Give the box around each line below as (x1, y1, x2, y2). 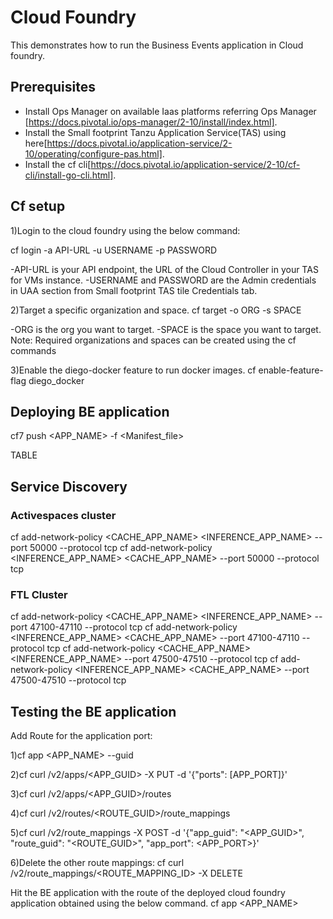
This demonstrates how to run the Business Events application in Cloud (10, 39, 304, 51)
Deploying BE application (10, 403, 170, 420)
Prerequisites (10, 79, 96, 96)
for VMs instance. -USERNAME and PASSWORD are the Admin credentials (10, 274, 317, 286)
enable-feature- (258, 364, 324, 376)
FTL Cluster (10, 587, 68, 601)
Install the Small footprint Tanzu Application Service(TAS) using (24, 126, 287, 138)
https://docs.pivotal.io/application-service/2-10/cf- (90, 158, 301, 170)
